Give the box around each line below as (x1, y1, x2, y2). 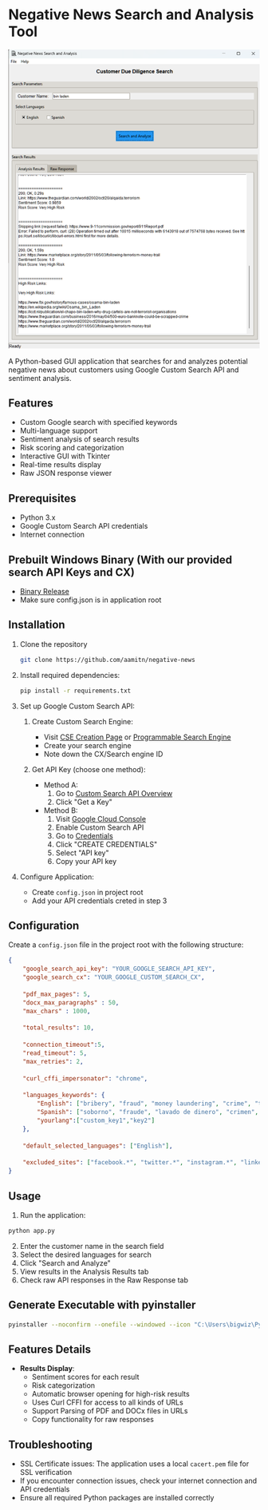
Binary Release (19, 587, 69, 596)
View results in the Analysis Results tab (19, 1266, 149, 1276)
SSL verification (19, 1468, 73, 1477)
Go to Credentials (55, 830, 113, 840)
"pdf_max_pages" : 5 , (22, 990, 91, 998)
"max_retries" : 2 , (22, 1057, 84, 1065)
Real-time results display (19, 460, 101, 470)
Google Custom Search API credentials (19, 521, 148, 531)
